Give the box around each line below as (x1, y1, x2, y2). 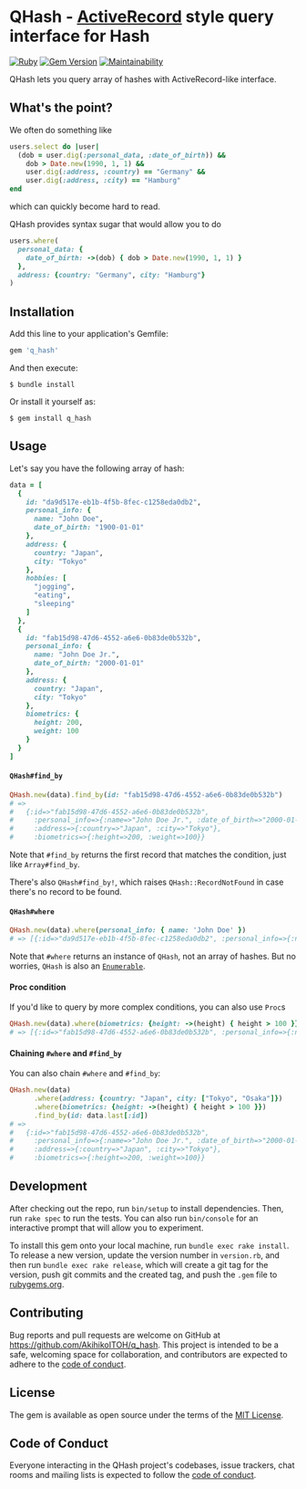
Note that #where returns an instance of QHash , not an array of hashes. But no (9, 951, 296, 962)
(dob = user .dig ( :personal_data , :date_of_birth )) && (17, 151, 226, 160)
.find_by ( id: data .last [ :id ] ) (33, 1111, 148, 1120)
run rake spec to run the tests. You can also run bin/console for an (9, 1212, 259, 1223)
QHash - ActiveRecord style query (9, 6, 275, 27)
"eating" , (33, 591, 71, 600)
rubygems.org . (9, 1278, 65, 1289)
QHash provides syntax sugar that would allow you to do (9, 219, 221, 229)
